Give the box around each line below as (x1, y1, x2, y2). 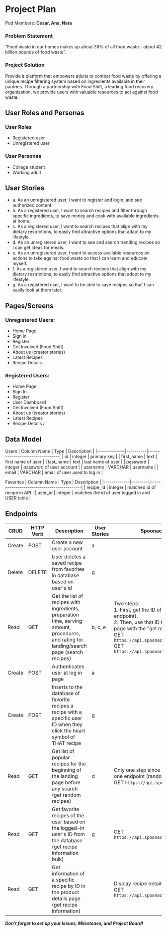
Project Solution (5, 61, 45, 68)
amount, (52, 624, 71, 631)
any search (52, 785, 78, 792)
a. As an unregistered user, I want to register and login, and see (12, 197, 143, 203)
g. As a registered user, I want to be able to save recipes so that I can (12, 282, 154, 288)
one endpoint (113, 772, 145, 779)
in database (52, 572, 80, 579)
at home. (12, 218, 31, 224)
